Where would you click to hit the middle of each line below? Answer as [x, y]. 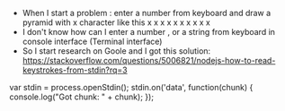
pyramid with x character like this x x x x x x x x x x [116, 22]
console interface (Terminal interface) [92, 41]
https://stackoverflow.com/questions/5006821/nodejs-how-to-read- [149, 60]
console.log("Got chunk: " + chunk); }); [82, 97]
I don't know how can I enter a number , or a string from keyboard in [149, 32]
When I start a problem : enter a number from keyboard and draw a [147, 13]
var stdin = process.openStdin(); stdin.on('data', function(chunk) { [131, 87]
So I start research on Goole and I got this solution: [116, 51]
